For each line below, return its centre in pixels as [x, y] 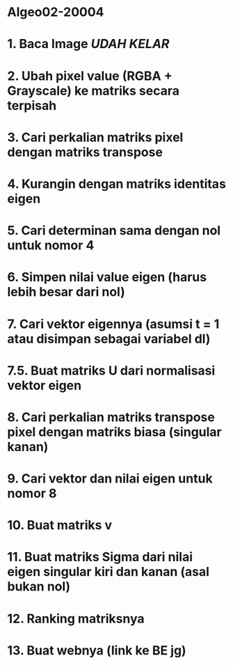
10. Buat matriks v [60, 525]
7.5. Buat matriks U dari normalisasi [111, 370]
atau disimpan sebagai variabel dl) [109, 339]
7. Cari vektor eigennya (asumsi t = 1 [113, 324]
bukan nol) [39, 587]
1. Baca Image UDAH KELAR [88, 44]
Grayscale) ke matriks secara [93, 91]
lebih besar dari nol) [66, 292]
